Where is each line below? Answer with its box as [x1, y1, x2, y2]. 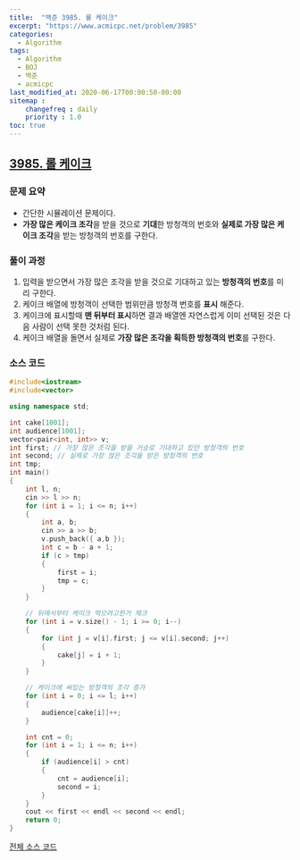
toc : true [9, 122, 46, 131]
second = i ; [56, 782, 102, 791]
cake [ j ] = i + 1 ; [56, 650, 122, 660]
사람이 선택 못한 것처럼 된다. [31, 321, 129, 332]
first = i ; [56, 568, 98, 577]
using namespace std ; [9, 402, 90, 411]
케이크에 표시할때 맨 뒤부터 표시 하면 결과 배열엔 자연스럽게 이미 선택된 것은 [21, 309, 281, 320]
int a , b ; [41, 518, 78, 527]
